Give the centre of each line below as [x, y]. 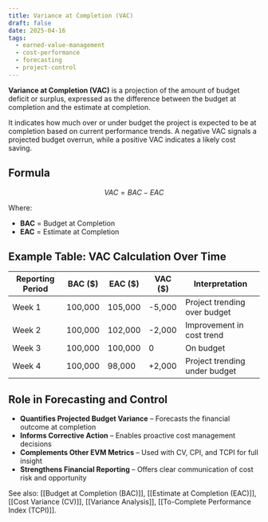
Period [35, 289]
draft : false [30, 23]
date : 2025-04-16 [37, 30]
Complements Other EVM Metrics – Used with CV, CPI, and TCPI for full [139, 453]
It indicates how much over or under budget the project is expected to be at [132, 122]
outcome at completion [58, 427]
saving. [20, 147]
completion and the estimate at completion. [79, 107]
